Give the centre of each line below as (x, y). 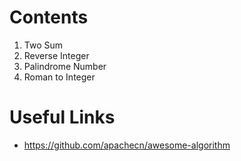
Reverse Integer (56, 55)
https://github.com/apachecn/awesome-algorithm (127, 145)
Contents (49, 17)
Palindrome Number (65, 66)
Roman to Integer (59, 77)
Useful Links (62, 117)
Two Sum (43, 45)
